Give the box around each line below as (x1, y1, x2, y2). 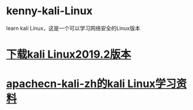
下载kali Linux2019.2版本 (6, 48, 131, 61)
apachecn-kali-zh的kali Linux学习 (6, 77, 177, 90)
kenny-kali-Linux (6, 4, 93, 18)
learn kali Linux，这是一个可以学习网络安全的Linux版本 (6, 24, 140, 32)
